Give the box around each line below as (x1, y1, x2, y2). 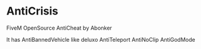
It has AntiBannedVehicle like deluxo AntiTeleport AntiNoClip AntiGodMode (6, 36, 195, 43)
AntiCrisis (6, 4, 58, 18)
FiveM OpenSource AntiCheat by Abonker (6, 24, 112, 31)
